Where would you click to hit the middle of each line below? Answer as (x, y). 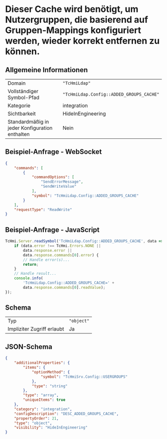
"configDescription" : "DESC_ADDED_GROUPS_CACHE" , (67, 414)
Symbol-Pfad (24, 97)
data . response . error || (47, 250)
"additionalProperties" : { (42, 363)
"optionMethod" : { (51, 372)
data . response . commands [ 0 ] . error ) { (61, 255)
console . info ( (29, 278)
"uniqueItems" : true (44, 400)
